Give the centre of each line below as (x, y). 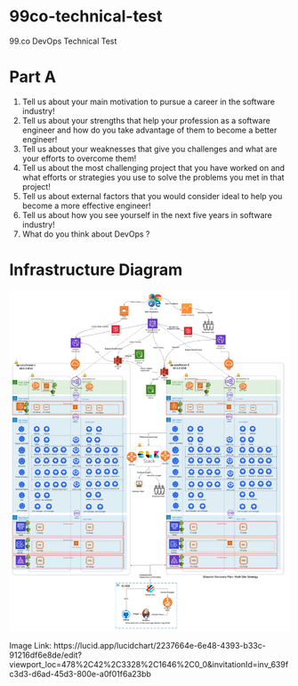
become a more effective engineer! (86, 206)
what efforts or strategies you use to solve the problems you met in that (153, 177)
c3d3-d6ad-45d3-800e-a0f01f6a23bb (80, 674)
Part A (32, 77)
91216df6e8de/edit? (46, 655)
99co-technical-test (86, 16)
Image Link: (30, 646)
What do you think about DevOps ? (86, 234)
